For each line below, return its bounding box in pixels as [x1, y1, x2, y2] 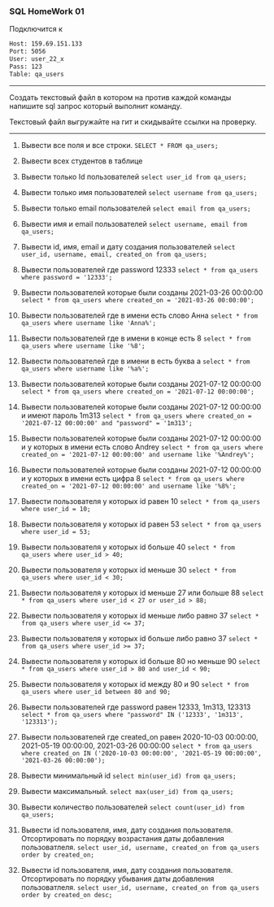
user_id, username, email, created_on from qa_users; [20, 250, 207, 258]
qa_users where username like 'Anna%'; [20, 319, 157, 327]
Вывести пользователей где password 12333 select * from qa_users [20, 264, 259, 274]
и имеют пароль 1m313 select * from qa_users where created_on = [20, 410, 252, 420]
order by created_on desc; [20, 891, 113, 899]
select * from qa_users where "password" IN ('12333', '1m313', [20, 710, 244, 718]
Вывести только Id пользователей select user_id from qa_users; [20, 171, 247, 181]
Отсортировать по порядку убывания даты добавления [20, 874, 215, 883]
